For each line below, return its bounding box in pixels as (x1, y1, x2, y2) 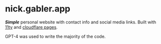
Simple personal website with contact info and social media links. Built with (5, 19, 157, 25)
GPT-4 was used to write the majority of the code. (5, 33, 106, 39)
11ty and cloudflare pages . (5, 24, 58, 30)
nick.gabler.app (5, 3, 71, 14)
